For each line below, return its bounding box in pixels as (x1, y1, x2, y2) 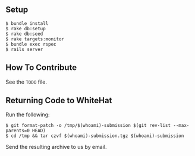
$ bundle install (5, 20, 49, 26)
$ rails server (5, 46, 43, 52)
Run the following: (5, 111, 50, 118)
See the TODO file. (5, 78, 47, 85)
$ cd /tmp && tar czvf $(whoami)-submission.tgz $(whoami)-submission (5, 133, 184, 139)
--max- (173, 123, 190, 129)
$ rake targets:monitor (5, 36, 65, 42)
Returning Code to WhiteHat (5, 95, 112, 106)
